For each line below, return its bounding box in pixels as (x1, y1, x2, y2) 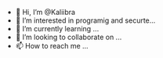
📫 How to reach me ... (15, 42, 89, 50)
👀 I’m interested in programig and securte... (15, 16, 156, 25)
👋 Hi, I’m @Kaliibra (15, 8, 76, 16)
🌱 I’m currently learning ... (15, 24, 100, 33)
